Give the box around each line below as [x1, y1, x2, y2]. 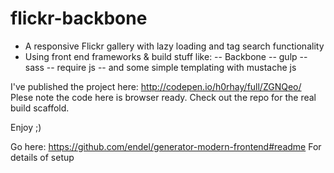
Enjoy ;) [10, 121, 42, 133]
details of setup [10, 151, 75, 163]
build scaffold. [10, 102, 70, 114]
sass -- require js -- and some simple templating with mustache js [24, 61, 297, 73]
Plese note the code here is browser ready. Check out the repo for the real [10, 91, 317, 103]
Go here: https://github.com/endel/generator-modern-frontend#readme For [10, 140, 322, 152]
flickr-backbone [10, 7, 148, 30]
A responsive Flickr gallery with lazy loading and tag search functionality [24, 40, 325, 52]
